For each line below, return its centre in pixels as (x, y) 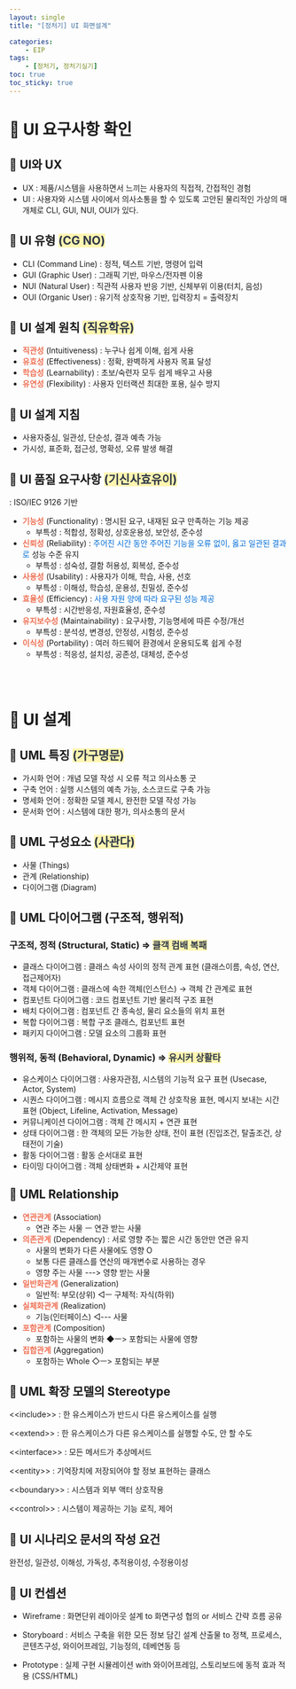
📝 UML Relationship (64, 1195)
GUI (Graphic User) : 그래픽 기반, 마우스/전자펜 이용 (113, 275)
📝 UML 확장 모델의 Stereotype (90, 1392)
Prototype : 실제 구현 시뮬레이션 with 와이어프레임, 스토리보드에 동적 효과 (149, 1665)
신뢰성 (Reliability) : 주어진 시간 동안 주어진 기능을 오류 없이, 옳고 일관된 (146, 543)
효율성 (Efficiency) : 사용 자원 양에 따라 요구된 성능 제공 (118, 598)
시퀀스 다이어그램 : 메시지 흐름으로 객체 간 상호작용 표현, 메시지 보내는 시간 (151, 1099)
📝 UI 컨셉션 (38, 1593)
